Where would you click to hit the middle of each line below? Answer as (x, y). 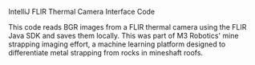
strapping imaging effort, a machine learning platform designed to (117, 44)
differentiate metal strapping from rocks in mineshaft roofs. (105, 53)
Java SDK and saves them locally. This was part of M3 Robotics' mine (123, 36)
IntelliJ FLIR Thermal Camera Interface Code (82, 12)
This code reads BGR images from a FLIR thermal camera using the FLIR (127, 27)
